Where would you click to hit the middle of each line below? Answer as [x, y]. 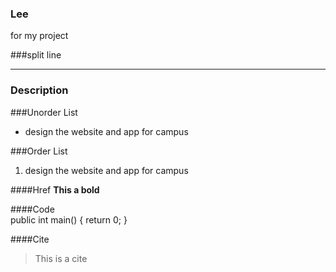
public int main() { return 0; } [69, 219]
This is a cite [61, 258]
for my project [39, 36]
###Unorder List [44, 112]
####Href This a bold [55, 189]
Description [39, 90]
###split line [36, 55]
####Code [32, 209]
